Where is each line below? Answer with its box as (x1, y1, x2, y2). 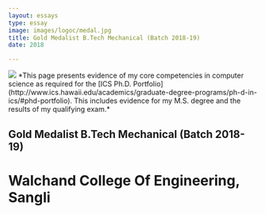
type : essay (8, 19, 48, 27)
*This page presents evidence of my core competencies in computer (17, 71, 244, 80)
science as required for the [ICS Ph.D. (8, 79, 132, 89)
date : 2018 (8, 41, 44, 49)
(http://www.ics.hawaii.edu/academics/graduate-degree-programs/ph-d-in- (8, 88, 258, 97)
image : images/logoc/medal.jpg (8, 26, 112, 34)
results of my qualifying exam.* (8, 105, 111, 114)
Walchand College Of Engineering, (8, 171, 240, 189)
